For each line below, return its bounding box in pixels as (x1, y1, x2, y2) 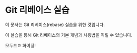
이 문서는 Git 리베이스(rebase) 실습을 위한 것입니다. (5, 22, 105, 27)
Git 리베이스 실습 (5, 4, 69, 16)
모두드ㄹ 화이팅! (5, 42, 36, 48)
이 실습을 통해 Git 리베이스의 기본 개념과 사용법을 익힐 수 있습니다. (5, 32, 133, 38)
